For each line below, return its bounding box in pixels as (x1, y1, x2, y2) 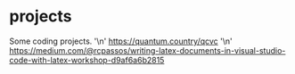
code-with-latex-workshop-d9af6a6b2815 (9, 54, 165, 65)
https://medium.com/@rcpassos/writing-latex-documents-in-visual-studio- (9, 45, 286, 55)
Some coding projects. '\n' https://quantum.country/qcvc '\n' (9, 36, 234, 46)
